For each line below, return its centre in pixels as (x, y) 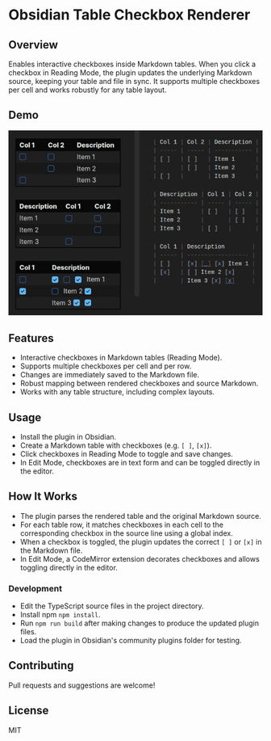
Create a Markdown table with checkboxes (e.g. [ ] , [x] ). (116, 445)
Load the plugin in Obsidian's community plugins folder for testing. (131, 641)
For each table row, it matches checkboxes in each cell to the (122, 524)
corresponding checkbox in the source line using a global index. (127, 533)
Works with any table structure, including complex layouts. (117, 392)
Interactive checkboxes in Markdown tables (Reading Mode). (121, 358)
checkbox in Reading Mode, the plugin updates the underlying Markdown (130, 73)
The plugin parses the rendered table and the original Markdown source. (141, 516)
